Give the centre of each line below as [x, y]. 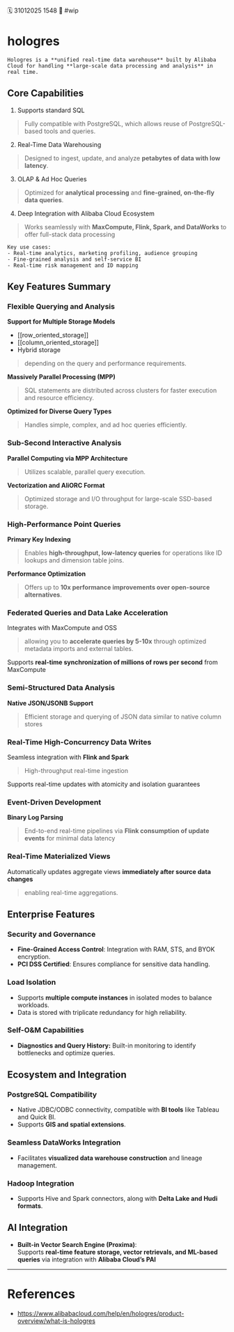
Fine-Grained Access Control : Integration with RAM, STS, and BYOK [116, 949]
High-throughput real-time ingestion [76, 770]
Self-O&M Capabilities [46, 1030]
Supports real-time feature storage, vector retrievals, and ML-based [117, 1252]
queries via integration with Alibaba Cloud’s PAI [87, 1259]
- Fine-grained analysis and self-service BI [74, 259]
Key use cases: [29, 247]
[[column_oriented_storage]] [58, 343]
